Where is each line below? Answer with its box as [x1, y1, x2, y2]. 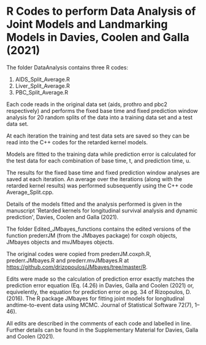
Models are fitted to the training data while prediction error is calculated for [6, 150, 196, 158]
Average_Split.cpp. [6, 188, 54, 196]
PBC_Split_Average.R [15, 88, 69, 96]
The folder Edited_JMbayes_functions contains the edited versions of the [6, 225, 191, 233]
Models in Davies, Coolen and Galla [6, 31, 190, 44]
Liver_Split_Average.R [15, 82, 71, 90]
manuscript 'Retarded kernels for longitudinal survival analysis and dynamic [6, 207, 198, 214]
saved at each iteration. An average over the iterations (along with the [6, 175, 183, 182]
